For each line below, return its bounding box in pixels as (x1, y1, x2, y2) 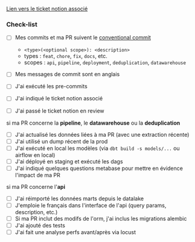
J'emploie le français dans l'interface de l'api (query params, (14, 201, 167, 209)
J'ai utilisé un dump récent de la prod (14, 137, 108, 145)
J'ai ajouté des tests (14, 222, 65, 229)
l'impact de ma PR (14, 171, 60, 178)
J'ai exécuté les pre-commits (14, 83, 88, 90)
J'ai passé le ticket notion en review (14, 107, 104, 114)
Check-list (6, 20, 37, 28)
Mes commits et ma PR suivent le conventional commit (14, 34, 151, 41)
